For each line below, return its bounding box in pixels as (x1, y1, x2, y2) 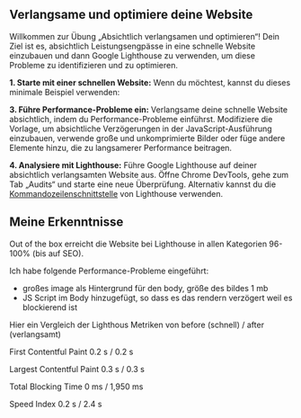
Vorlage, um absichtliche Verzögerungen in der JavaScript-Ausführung (9, 123, 272, 134)
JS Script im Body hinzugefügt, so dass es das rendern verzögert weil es (22, 292, 293, 303)
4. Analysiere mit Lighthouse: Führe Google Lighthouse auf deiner (9, 159, 258, 170)
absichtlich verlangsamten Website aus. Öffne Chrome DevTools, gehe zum (9, 169, 289, 180)
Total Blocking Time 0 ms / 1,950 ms (9, 381, 144, 392)
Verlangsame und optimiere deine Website (9, 7, 253, 22)
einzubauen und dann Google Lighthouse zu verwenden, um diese (9, 49, 256, 61)
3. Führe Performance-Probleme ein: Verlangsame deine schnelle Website (9, 103, 288, 115)
